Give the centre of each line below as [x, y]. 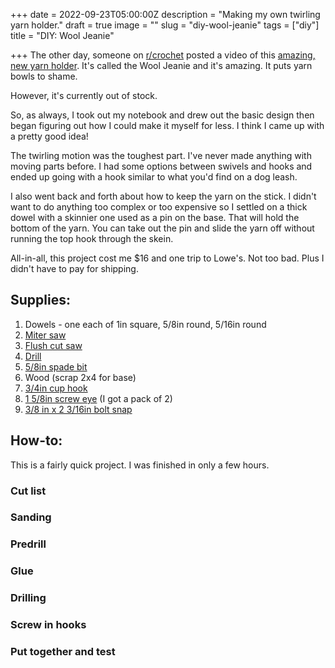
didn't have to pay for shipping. [74, 268]
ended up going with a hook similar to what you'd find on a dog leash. [154, 177]
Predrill [28, 544]
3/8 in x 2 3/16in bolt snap [78, 409]
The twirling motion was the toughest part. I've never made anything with [161, 155]
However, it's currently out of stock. [84, 95]
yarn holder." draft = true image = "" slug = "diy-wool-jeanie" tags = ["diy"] [165, 25]
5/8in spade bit [56, 366]
